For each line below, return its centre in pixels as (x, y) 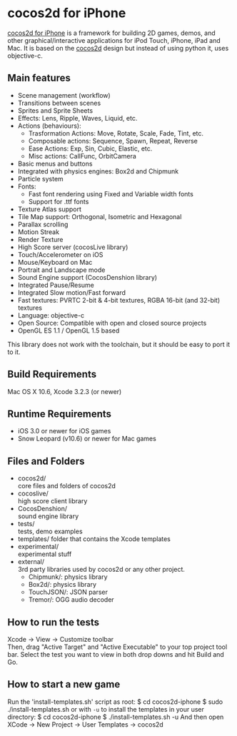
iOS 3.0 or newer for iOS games (64, 431)
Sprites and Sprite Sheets (55, 110)
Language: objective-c (51, 315)
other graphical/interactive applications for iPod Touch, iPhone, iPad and (114, 40)
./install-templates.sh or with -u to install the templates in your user (106, 709)
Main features (39, 78)
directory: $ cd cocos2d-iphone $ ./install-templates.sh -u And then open (116, 717)
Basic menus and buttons (55, 163)
